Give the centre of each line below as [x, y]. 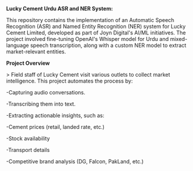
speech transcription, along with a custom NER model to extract [108, 45]
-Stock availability [28, 138]
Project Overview [28, 63]
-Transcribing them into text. [41, 104]
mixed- [179, 39]
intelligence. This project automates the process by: [69, 81]
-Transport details [28, 150]
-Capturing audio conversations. [46, 92]
